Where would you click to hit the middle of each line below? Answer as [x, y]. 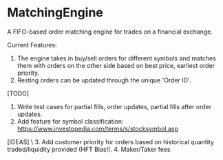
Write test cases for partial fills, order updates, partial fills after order [114, 106]
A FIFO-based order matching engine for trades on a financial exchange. [110, 32]
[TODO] [18, 93]
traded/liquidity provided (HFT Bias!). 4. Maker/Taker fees [89, 149]
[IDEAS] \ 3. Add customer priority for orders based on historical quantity [111, 141]
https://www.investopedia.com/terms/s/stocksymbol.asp [98, 128]
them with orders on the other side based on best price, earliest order [116, 65]
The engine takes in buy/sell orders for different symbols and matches [117, 58]
